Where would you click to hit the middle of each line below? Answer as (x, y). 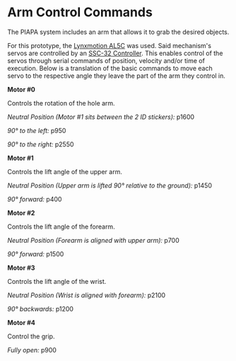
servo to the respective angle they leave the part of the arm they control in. (117, 76)
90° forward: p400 (35, 199)
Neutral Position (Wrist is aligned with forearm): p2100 (87, 295)
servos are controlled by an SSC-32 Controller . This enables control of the (115, 53)
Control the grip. (31, 336)
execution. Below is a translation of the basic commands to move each (110, 68)
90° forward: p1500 (36, 254)
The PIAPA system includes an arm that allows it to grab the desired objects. (118, 32)
